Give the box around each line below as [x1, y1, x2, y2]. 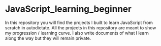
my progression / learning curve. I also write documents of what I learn [5, 30, 149, 36]
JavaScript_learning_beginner [5, 3, 132, 15]
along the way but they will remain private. [5, 35, 91, 41]
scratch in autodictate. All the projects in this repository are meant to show [5, 24, 156, 30]
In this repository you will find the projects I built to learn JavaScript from [5, 20, 153, 25]
